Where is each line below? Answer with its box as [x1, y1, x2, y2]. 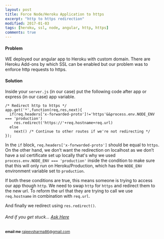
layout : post [5, 7, 32, 12]
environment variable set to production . [5, 168, 85, 174]
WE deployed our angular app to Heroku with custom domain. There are [5, 56, 151, 62]
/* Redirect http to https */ [5, 104, 67, 108]
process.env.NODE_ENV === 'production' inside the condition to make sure [5, 158, 155, 163]
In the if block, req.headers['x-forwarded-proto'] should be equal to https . [5, 142, 160, 148]
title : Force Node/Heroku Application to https [5, 12, 105, 17]
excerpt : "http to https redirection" [5, 16, 84, 21]
